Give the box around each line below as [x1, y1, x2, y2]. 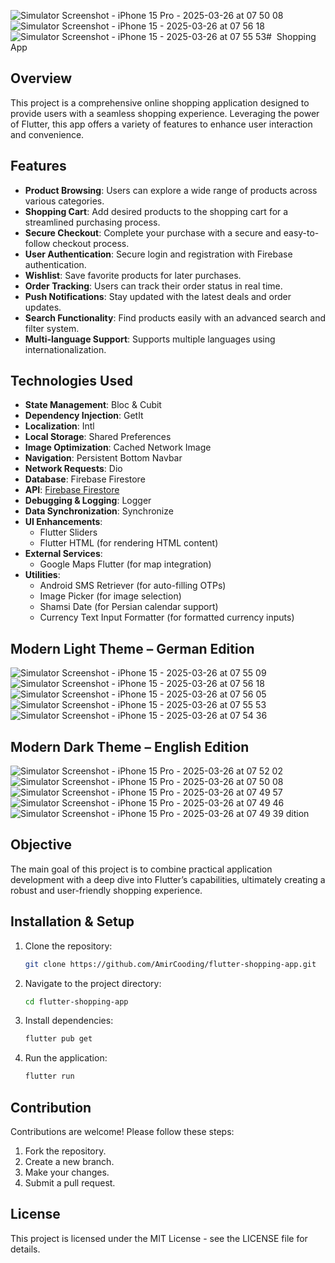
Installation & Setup [10, 913, 135, 930]
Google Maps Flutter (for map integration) [39, 558, 212, 570]
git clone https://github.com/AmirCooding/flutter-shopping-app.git [24, 959, 317, 969]
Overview [10, 70, 73, 87]
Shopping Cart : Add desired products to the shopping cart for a [24, 205, 289, 217]
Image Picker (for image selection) [39, 590, 182, 602]
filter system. [24, 322, 80, 334]
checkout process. [52, 237, 130, 249]
